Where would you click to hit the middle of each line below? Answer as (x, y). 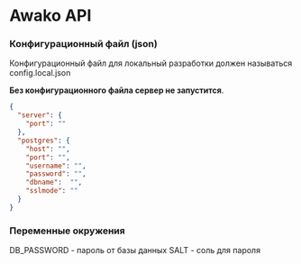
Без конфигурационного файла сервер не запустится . (117, 90)
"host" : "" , (48, 149)
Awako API (50, 16)
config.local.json (40, 73)
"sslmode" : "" (52, 191)
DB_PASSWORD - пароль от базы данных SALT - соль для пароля (135, 250)
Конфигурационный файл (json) (83, 44)
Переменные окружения (67, 231)
